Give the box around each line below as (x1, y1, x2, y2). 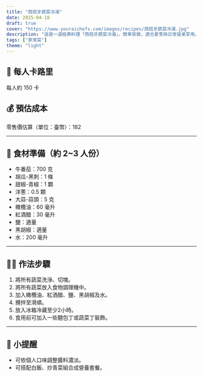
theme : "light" (6, 43, 45, 49)
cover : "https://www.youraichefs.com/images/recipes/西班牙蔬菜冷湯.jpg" (6, 25, 190, 32)
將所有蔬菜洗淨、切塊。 (14, 276, 74, 284)
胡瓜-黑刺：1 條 (14, 173, 53, 181)
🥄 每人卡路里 (6, 67, 53, 77)
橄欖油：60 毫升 (14, 204, 56, 211)
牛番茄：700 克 (14, 165, 53, 173)
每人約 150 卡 (6, 84, 39, 91)
